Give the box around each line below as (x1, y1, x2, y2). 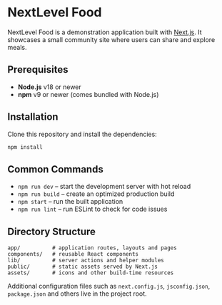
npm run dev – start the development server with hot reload (17, 182, 191, 191)
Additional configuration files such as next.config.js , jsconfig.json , (7, 282, 211, 291)
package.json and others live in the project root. (7, 289, 148, 298)
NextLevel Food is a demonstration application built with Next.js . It (7, 28, 202, 36)
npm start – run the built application (17, 197, 123, 206)
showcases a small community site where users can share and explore (7, 35, 216, 43)
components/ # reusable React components (7, 251, 139, 258)
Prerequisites (7, 63, 69, 76)
